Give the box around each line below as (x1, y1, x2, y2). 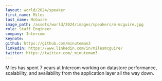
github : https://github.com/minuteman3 (5, 41, 91, 46)
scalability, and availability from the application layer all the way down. (5, 70, 154, 76)
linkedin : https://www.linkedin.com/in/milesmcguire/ (5, 46, 123, 51)
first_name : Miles (5, 12, 45, 17)
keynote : (5, 36, 24, 42)
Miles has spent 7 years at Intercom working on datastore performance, (5, 65, 157, 71)
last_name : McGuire (5, 17, 47, 22)
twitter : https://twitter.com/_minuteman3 (5, 50, 98, 55)
